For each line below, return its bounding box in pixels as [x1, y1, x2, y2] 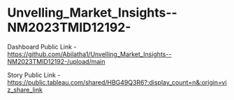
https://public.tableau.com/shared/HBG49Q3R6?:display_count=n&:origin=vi [7, 78, 227, 86]
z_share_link [7, 85, 43, 94]
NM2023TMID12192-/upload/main [7, 57, 105, 65]
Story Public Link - [7, 71, 61, 79]
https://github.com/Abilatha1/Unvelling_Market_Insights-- [7, 50, 172, 58]
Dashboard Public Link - [7, 42, 77, 51]
